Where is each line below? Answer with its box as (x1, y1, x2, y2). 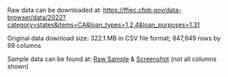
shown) (7, 62, 29, 70)
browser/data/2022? (7, 13, 66, 22)
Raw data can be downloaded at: (7, 6, 102, 14)
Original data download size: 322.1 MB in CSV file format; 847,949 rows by (7, 34, 221, 42)
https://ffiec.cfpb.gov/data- (102, 6, 182, 14)
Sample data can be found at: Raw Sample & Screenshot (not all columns (7, 55, 217, 63)
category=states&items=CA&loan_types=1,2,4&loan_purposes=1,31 (7, 21, 200, 28)
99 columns (7, 42, 42, 49)
